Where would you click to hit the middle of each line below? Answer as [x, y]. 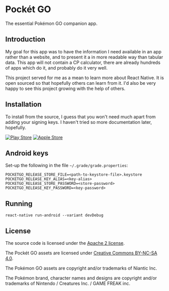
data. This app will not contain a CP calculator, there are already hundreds [83, 62]
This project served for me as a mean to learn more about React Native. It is [85, 78]
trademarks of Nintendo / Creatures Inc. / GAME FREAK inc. [68, 283]
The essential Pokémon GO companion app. [51, 23]
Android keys [27, 153]
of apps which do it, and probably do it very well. [57, 68]
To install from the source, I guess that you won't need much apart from [81, 117]
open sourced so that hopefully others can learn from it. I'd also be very [81, 83]
